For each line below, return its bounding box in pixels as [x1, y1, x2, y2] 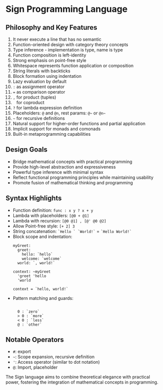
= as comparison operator [12, 89, 66, 95]
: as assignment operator [12, 84, 65, 90]
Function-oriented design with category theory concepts [12, 42, 128, 48]
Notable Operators [5, 335, 64, 344]
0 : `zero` [17, 309, 40, 314]
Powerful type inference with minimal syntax [12, 169, 104, 175]
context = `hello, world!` [12, 286, 69, 291]
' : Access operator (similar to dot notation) [12, 359, 100, 365]
